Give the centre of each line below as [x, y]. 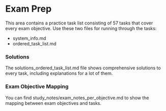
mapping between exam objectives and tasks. [53, 103]
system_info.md [29, 38]
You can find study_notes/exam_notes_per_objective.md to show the [77, 98]
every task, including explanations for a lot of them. [59, 73]
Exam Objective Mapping [37, 87]
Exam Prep [29, 9]
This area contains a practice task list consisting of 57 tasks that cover [79, 23]
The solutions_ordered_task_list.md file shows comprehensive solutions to [83, 68]
